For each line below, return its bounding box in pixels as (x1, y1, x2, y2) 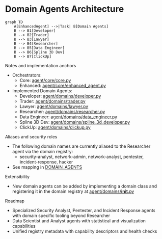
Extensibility (5, 173, 30, 180)
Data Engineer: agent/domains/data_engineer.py (19, 114, 118, 120)
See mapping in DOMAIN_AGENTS (12, 164, 82, 170)
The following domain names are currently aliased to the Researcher (12, 143, 151, 149)
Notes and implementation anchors (5, 62, 76, 68)
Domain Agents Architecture (5, 3, 124, 15)
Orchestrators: (12, 72, 42, 78)
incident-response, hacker (19, 159, 73, 165)
